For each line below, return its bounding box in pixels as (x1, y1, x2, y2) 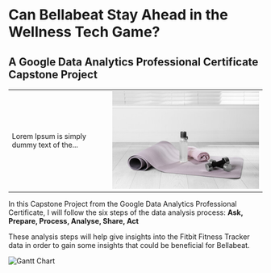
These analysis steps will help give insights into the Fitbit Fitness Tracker (8, 232, 250, 241)
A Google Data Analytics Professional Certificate (8, 55, 259, 69)
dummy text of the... (11, 140, 78, 150)
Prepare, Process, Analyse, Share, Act (8, 216, 140, 226)
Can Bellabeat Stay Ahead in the (8, 6, 228, 24)
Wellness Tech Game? (8, 23, 161, 41)
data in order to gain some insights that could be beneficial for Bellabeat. (8, 241, 250, 250)
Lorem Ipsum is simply (11, 132, 87, 141)
